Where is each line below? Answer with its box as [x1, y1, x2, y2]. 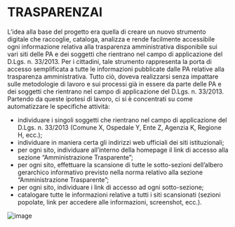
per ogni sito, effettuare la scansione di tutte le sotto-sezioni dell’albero [17, 160, 223, 169]
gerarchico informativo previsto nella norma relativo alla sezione [17, 168, 203, 176]
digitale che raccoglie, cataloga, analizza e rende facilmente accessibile [7, 34, 215, 43]
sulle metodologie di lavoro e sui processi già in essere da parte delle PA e [7, 79, 222, 88]
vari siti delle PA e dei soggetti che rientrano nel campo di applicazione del [7, 50, 223, 58]
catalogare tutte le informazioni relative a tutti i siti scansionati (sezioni [17, 190, 221, 199]
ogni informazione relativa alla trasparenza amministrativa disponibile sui [7, 42, 217, 51]
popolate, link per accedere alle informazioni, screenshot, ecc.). [17, 197, 202, 206]
